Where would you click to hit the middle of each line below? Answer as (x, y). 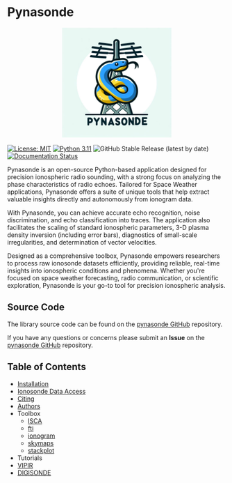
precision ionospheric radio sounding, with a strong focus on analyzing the (114, 177)
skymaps (41, 443)
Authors (28, 406)
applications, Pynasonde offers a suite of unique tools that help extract (108, 192)
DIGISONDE (34, 473)
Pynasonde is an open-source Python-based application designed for (107, 169)
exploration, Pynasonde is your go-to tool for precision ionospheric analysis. (116, 285)
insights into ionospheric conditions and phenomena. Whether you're (106, 270)
